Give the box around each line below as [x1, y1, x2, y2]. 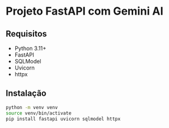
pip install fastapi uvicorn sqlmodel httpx [5, 116, 121, 122]
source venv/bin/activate [5, 110, 71, 116]
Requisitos [5, 29, 47, 39]
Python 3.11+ [14, 44, 47, 52]
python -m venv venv [5, 104, 59, 110]
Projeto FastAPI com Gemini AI [5, 4, 164, 18]
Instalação [5, 88, 47, 99]
